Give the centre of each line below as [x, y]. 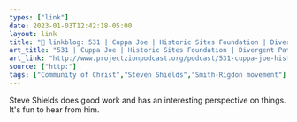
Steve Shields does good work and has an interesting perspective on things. [148, 100]
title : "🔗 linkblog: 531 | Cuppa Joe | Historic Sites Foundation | [138, 42]
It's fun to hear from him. [54, 109]
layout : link [33, 34]
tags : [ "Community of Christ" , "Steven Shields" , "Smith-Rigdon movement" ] [148, 75]
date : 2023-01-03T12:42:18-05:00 [71, 26]
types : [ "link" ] [39, 17]
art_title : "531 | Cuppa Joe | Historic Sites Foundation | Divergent [142, 50]
